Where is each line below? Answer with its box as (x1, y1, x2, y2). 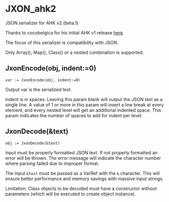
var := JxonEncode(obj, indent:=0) (5, 77, 81, 83)
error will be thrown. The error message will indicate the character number (5, 155, 161, 161)
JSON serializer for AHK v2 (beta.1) (5, 20, 79, 26)
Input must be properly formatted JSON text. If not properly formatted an (5, 149, 158, 155)
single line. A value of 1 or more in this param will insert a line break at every (5, 102, 164, 108)
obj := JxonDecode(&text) (5, 141, 60, 146)
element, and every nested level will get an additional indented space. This (5, 107, 161, 113)
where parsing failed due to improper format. (5, 160, 99, 166)
